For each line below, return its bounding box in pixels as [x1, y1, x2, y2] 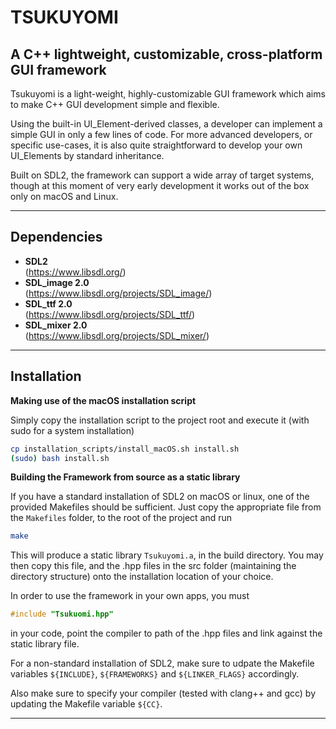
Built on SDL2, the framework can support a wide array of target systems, [10, 169, 315, 181]
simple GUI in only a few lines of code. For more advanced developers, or [10, 129, 313, 140]
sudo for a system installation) [10, 424, 135, 436]
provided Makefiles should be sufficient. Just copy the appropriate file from [10, 501, 322, 513]
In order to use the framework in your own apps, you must [10, 590, 250, 602]
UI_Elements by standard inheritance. [10, 150, 165, 161]
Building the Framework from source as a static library [10, 471, 241, 483]
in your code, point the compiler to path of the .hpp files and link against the [10, 627, 323, 640]
